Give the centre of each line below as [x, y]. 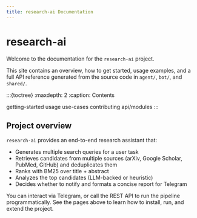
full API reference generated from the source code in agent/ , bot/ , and [94, 77]
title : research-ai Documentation [50, 12]
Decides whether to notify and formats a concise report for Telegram [101, 184]
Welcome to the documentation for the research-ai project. [80, 59]
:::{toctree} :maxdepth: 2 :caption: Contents [61, 95]
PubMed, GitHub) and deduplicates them [66, 165]
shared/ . [17, 83]
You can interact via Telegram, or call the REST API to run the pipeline [93, 196]
